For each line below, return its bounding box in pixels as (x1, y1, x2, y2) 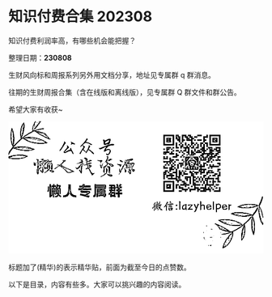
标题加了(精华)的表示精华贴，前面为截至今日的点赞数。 (8, 262, 192, 272)
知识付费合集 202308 (8, 7, 152, 26)
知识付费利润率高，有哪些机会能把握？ (8, 36, 136, 45)
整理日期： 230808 (8, 53, 72, 62)
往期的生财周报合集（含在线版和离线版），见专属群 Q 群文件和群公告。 (8, 87, 241, 97)
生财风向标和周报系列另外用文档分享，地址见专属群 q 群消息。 (8, 70, 216, 79)
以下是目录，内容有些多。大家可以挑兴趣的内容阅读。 (8, 279, 186, 289)
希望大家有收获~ (8, 104, 63, 114)
